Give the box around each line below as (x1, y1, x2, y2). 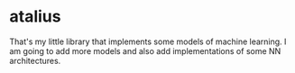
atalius (9, 6, 61, 27)
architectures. (9, 55, 61, 66)
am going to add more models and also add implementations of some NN (9, 45, 281, 56)
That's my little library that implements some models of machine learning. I (9, 36, 287, 47)
